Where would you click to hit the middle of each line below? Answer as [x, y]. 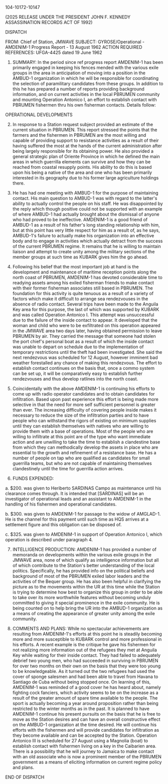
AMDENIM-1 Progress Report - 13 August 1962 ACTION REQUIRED [74, 47]
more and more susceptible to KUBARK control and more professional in [87, 639]
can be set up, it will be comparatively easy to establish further [77, 373]
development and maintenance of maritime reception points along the [85, 272]
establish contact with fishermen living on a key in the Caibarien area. [84, 746]
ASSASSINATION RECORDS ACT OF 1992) [49, 22]
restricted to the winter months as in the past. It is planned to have [81, 709]
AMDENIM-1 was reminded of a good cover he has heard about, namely [87, 687]
